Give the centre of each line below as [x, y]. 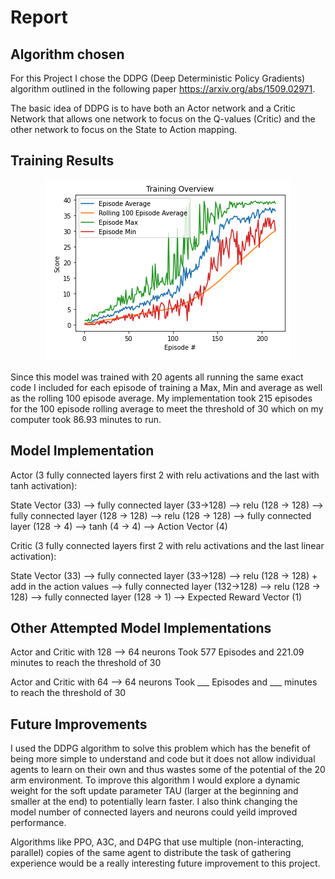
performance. [38, 823]
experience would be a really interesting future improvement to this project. [165, 863]
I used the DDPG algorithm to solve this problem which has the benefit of [160, 748]
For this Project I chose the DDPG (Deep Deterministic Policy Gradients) [158, 78]
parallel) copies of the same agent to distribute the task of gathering [151, 853]
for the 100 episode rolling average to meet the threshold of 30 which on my [167, 408]
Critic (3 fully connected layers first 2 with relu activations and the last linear [167, 545]
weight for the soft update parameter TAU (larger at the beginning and [154, 791]
